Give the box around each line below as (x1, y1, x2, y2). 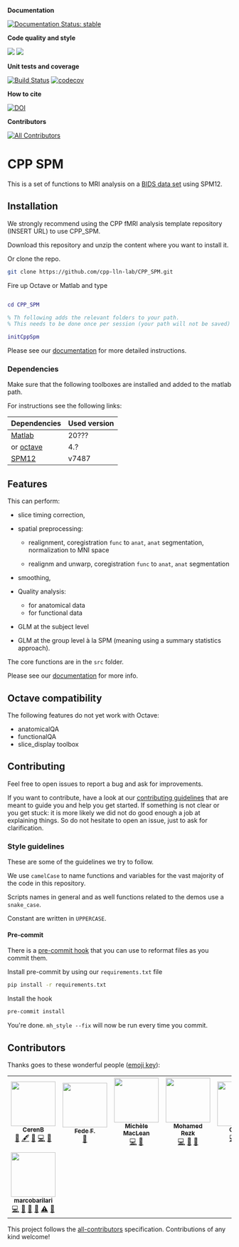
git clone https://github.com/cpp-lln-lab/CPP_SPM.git (7, 268, 174, 275)
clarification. (7, 823, 44, 832)
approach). (17, 644, 51, 653)
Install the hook (7, 994, 53, 1003)
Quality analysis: (17, 587, 66, 596)
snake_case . (7, 901, 41, 909)
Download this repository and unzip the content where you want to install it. (7, 240, 229, 249)
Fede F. (74, 1127, 96, 1135)
